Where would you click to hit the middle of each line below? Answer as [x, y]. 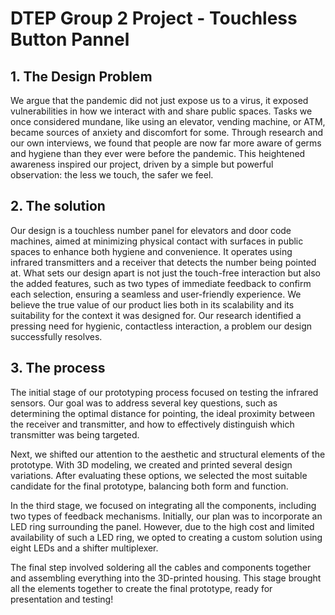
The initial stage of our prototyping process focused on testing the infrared [164, 392]
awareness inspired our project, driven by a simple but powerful [142, 164]
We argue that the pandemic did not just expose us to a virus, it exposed [159, 100]
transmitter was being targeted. [75, 434]
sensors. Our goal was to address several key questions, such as [144, 403]
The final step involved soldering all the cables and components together [161, 567]
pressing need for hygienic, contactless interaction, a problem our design [161, 326]
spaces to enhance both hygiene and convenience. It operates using [151, 251]
